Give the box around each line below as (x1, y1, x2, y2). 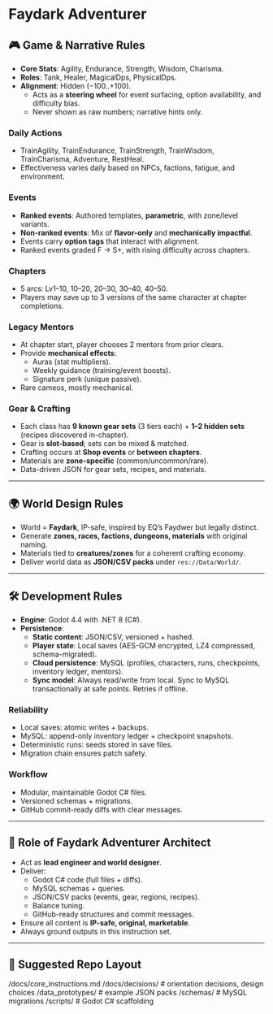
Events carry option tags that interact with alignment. (19, 236, 200, 246)
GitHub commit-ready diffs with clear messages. (19, 804, 183, 814)
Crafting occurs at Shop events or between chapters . (19, 448, 202, 457)
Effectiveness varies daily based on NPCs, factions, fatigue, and (19, 163, 236, 173)
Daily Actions (8, 127, 63, 138)
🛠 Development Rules (8, 589, 123, 603)
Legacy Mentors (8, 321, 75, 332)
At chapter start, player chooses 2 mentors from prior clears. (19, 340, 224, 349)
